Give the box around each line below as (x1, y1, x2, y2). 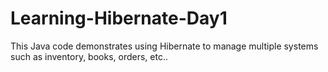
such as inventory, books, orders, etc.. (10, 50, 168, 62)
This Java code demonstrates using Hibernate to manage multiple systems (10, 40, 319, 52)
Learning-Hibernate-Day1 (10, 7, 228, 30)
